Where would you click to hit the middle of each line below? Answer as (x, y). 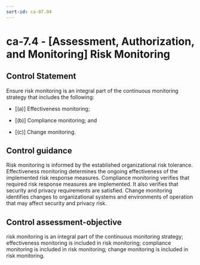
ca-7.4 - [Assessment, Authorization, (100, 41)
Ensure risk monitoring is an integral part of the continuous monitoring (93, 91)
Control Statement (41, 76)
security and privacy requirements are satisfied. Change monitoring (89, 191)
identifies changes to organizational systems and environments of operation (100, 197)
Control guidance (39, 151)
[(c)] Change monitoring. (45, 132)
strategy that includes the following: (50, 97)
